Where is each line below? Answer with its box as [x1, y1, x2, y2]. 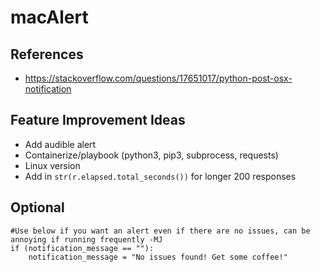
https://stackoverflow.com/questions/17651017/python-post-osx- [24, 72, 293, 84]
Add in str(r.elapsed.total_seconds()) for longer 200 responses [24, 170, 297, 182]
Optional [10, 199, 65, 216]
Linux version [24, 159, 81, 171]
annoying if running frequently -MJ [10, 234, 163, 245]
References [10, 46, 84, 63]
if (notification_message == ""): [10, 243, 155, 253]
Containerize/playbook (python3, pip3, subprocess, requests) [24, 149, 279, 161]
